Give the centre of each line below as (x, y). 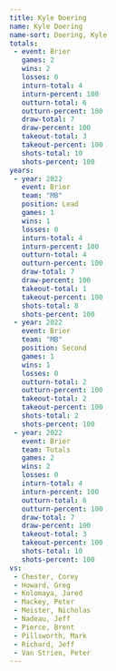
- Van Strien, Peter (52, 653)
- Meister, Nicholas (52, 611)
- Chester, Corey (46, 576)
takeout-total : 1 (54, 289)
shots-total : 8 (50, 306)
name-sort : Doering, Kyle (58, 35)
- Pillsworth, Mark (50, 635)
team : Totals (46, 450)
